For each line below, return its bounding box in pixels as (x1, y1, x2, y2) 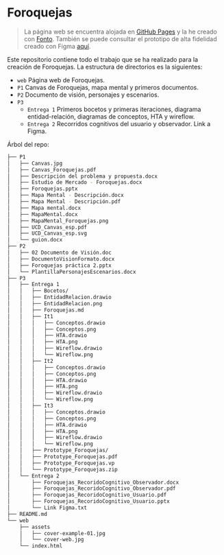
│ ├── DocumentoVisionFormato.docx (7, 255, 115, 262)
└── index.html (19, 543, 63, 550)
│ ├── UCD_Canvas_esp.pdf (7, 224, 88, 231)
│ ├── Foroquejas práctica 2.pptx (7, 262, 112, 269)
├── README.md (7, 510, 48, 517)
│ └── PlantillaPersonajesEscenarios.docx (7, 268, 136, 275)
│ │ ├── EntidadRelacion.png (7, 300, 103, 307)
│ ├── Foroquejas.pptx (7, 185, 78, 193)
